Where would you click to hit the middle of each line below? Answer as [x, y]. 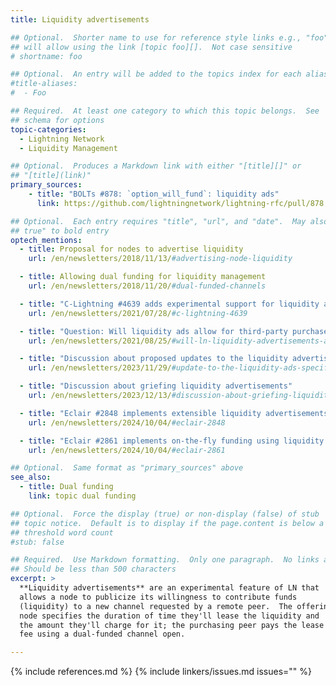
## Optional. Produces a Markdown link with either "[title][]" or [156, 166]
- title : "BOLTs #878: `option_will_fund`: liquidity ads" [154, 194]
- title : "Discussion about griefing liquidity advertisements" [156, 386]
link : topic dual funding [82, 496]
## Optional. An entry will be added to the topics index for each [156, 74]
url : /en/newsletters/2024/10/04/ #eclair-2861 [127, 450]
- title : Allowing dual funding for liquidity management [143, 277]
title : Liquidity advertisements [80, 19]
